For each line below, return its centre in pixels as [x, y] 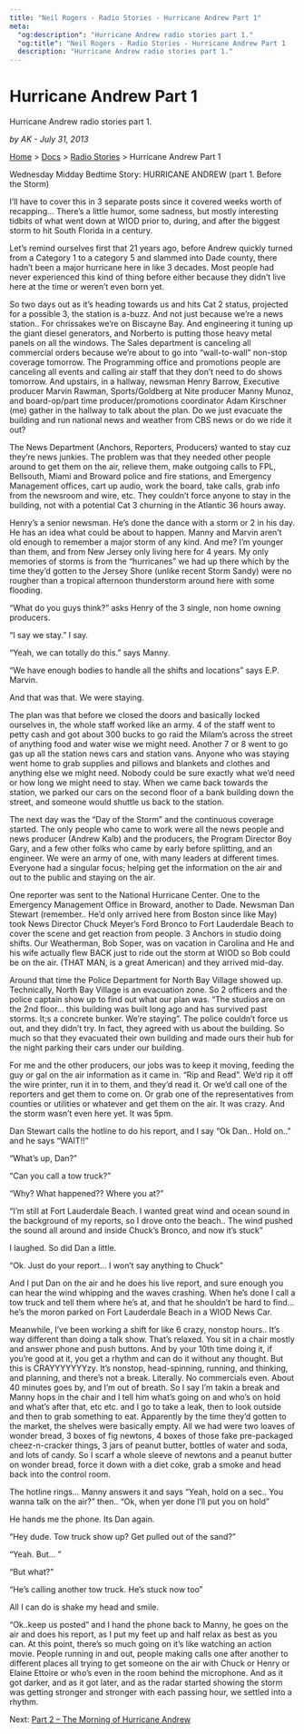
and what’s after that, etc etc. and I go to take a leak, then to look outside [145, 1407]
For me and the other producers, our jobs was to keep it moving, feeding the [152, 1065]
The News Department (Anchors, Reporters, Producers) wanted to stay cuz [150, 448]
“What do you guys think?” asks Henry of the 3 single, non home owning [145, 608]
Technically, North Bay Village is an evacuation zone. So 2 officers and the [148, 990]
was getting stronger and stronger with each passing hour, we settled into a [151, 1692]
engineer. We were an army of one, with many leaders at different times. [144, 858]
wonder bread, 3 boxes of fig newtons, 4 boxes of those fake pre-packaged [151, 1436]
